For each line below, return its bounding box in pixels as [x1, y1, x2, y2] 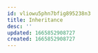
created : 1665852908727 [7, 36, 76, 43]
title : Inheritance [7, 17, 63, 23]
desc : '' [7, 23, 32, 30]
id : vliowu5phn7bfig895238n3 [7, 10, 91, 17]
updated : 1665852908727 [7, 29, 76, 36]
